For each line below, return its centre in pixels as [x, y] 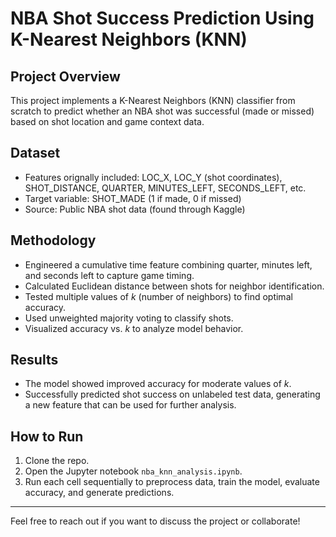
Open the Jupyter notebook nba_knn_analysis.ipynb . [133, 471]
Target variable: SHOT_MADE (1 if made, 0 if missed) [133, 198]
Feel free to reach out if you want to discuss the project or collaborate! [155, 521]
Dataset [35, 153]
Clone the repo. [57, 461]
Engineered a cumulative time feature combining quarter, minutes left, [168, 264]
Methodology [53, 240]
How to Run [47, 436]
